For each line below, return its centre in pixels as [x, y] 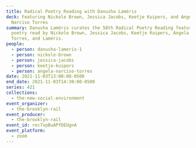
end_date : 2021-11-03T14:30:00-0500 [50, 82]
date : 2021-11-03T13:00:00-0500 [45, 76]
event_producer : [26, 114]
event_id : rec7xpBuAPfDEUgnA [41, 125]
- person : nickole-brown [41, 55]
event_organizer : [27, 103]
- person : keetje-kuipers [43, 66]
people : [15, 44]
